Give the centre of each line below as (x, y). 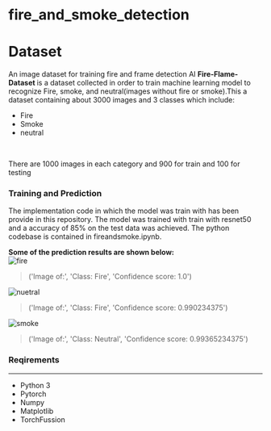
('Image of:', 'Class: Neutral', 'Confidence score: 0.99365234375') (138, 339)
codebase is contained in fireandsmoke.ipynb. (85, 236)
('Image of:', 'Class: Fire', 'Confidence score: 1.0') (110, 277)
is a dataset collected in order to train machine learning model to (144, 83)
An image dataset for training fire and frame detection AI (102, 74)
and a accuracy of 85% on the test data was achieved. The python (119, 228)
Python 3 (35, 385)
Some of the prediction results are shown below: (92, 253)
